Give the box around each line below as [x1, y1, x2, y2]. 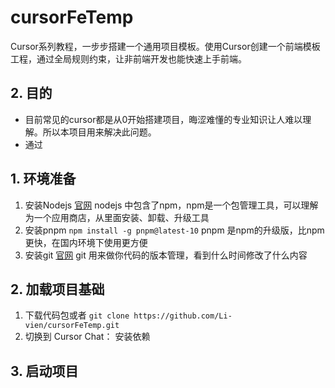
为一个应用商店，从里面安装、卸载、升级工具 [24, 211, 210, 223]
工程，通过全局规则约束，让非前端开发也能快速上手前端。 [10, 52, 247, 65]
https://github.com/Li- [133, 311, 233, 321]
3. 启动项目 [10, 362, 79, 380]
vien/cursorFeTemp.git [24, 321, 120, 331]
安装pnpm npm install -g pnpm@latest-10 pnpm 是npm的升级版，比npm [24, 224, 325, 236]
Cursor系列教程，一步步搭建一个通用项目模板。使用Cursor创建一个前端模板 [10, 40, 321, 52]
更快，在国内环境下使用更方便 [24, 236, 148, 248]
